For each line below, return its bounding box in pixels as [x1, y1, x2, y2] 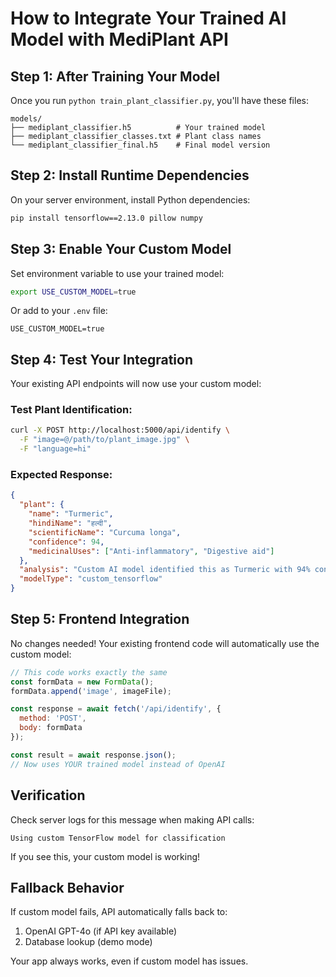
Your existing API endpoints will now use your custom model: [10, 378, 262, 390]
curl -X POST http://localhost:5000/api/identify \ [10, 425, 230, 436]
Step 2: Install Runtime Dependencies [10, 167, 250, 184]
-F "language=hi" [19, 444, 92, 454]
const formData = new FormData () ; [10, 677, 155, 687]
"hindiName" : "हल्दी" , [28, 518, 113, 529]
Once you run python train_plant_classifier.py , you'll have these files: [10, 95, 309, 106]
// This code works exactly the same [10, 667, 168, 677]
